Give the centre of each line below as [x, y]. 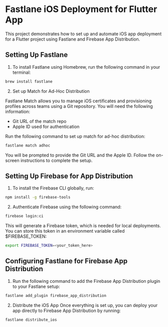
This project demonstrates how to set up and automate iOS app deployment [83, 34]
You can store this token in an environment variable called [65, 231]
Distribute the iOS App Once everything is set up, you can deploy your [85, 305]
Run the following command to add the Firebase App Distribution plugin [86, 281]
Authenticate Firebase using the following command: [67, 207]
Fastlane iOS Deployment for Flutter [81, 9]
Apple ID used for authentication [46, 126]
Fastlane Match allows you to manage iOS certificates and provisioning [78, 101]
